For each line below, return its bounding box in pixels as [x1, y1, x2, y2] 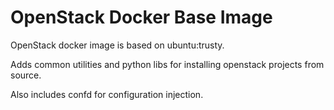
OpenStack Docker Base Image [10, 6, 273, 29]
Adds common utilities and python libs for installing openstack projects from [10, 58, 325, 70]
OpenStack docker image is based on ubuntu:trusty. [10, 39, 225, 51]
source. [10, 69, 42, 81]
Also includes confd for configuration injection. [10, 88, 204, 100]
